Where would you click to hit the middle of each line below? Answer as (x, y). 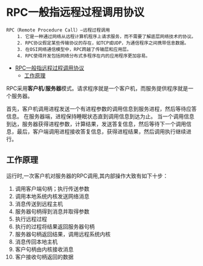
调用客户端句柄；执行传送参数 (52, 188)
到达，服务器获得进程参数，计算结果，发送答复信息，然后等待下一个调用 (96, 124)
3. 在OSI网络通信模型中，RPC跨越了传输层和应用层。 (74, 49)
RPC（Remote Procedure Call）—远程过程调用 (58, 30)
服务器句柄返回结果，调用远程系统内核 (63, 234)
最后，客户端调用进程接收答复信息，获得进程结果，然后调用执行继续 (101, 131)
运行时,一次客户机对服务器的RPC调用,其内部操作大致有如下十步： (87, 176)
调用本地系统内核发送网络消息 (52, 196)
